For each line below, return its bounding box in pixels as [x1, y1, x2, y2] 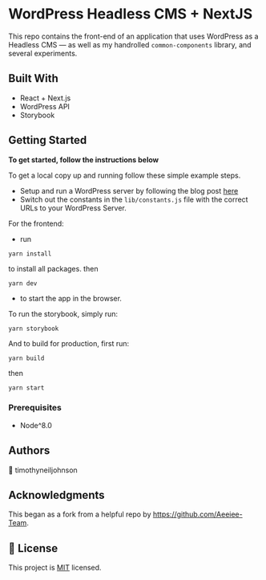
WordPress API [19, 101, 71, 111]
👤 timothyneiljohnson [8, 465, 78, 475]
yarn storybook [8, 325, 59, 333]
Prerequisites [8, 402, 62, 414]
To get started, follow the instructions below [8, 154, 159, 165]
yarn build [8, 354, 45, 362]
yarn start [8, 383, 45, 392]
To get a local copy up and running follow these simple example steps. [8, 170, 241, 180]
